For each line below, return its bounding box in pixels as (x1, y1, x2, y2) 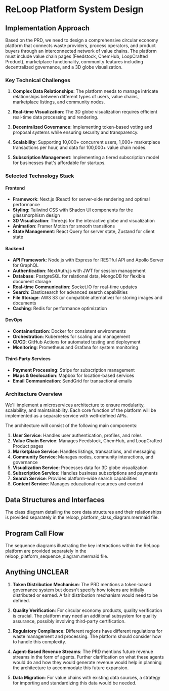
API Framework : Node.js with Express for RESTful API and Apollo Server (12, 257, 164, 263)
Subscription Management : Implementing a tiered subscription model (12, 155, 159, 161)
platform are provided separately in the (5, 548, 87, 554)
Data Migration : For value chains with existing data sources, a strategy (12, 674, 161, 680)
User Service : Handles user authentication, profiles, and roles (12, 432, 142, 439)
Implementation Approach (5, 24, 90, 32)
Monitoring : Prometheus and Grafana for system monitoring (12, 344, 138, 350)
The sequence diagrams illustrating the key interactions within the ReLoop (5, 542, 160, 548)
